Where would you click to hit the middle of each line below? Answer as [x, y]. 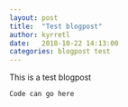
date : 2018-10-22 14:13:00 [64, 43]
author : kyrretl [40, 34]
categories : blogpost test [60, 52]
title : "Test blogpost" [56, 26]
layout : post [34, 18]
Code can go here [42, 94]
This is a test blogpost [50, 77]
